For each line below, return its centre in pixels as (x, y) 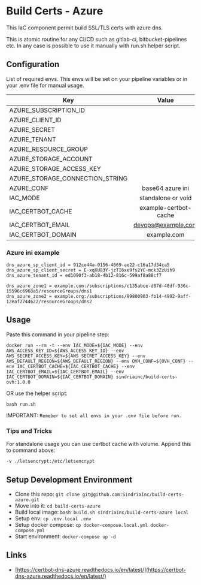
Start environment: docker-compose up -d (65, 536)
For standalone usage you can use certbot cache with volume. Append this (99, 444)
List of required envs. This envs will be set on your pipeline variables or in (97, 79)
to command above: (31, 450)
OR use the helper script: (37, 393)
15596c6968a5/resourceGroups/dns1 (49, 291)
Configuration (33, 64)
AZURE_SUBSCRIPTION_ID (47, 110)
